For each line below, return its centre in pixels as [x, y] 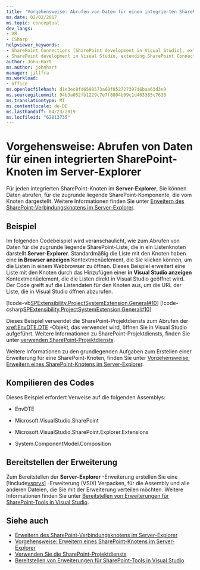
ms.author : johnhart [32, 67]
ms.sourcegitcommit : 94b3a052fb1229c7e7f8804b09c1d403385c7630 [86, 95]
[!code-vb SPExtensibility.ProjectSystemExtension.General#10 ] [82, 303]
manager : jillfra [28, 73]
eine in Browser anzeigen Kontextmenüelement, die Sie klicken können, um [99, 260]
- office [17, 84]
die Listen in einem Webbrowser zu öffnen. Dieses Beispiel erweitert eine [96, 266]
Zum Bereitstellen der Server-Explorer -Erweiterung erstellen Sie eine [92, 477]
